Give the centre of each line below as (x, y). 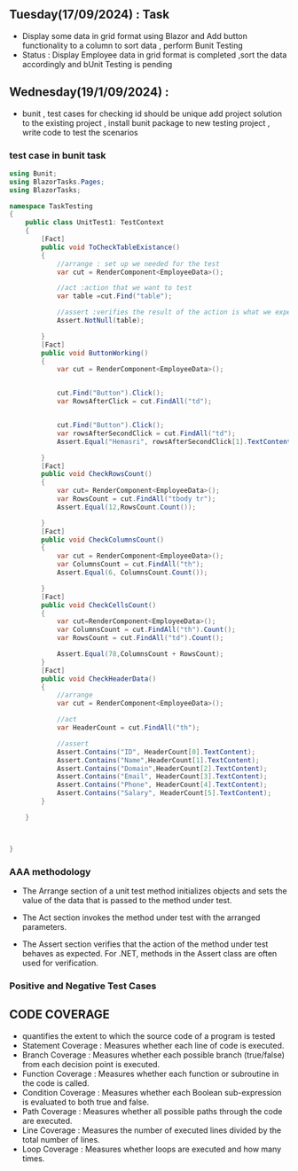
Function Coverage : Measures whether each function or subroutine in (150, 1073)
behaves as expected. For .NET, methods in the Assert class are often (149, 953)
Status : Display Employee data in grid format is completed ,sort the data (154, 55)
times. (33, 1158)
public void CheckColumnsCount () (103, 540)
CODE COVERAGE (60, 1015)
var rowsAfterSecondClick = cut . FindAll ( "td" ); (146, 433)
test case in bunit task (58, 155)
